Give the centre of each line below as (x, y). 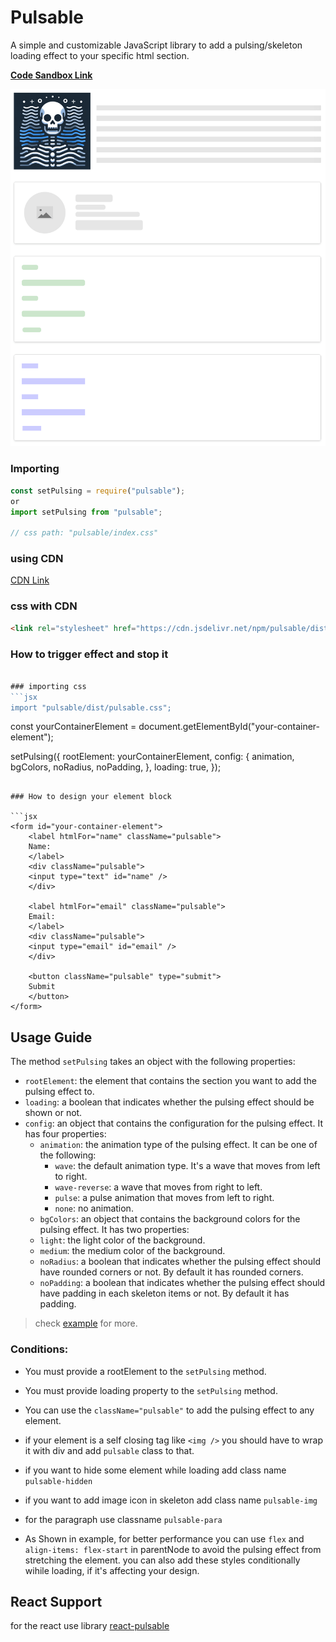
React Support (56, 1601)
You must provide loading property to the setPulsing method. (151, 1390)
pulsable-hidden (58, 1481)
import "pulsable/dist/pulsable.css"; (91, 707)
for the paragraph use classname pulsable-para (123, 1519)
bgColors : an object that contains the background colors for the (170, 1219)
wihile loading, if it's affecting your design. (112, 1570)
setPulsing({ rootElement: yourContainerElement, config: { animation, (152, 757)
